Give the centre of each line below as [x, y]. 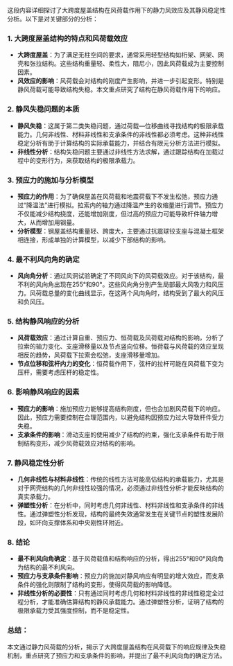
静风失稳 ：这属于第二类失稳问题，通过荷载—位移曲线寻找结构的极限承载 [120, 125]
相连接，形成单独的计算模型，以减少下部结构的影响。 [93, 239]
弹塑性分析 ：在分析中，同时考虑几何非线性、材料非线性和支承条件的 [114, 505]
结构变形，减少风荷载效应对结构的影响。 [81, 443]
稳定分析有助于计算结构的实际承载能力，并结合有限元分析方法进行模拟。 [120, 143]
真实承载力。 [35, 497]
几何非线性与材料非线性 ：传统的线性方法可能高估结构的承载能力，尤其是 [120, 480]
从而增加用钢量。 [54, 222]
